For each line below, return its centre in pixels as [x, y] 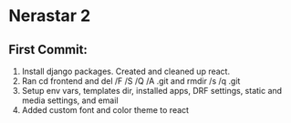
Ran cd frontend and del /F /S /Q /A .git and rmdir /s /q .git [131, 81]
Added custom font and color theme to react [105, 110]
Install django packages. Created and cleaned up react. [125, 71]
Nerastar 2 [50, 16]
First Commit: [48, 50]
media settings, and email [70, 100]
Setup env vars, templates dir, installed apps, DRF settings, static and [152, 91]
